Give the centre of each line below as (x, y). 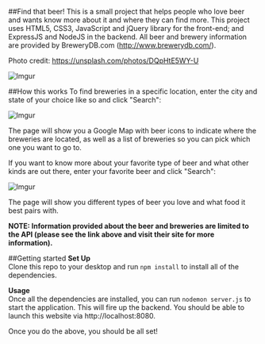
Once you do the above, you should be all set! (83, 331)
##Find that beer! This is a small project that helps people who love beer (126, 12)
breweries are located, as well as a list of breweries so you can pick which (129, 139)
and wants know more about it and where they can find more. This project (129, 20)
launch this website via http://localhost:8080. (82, 316)
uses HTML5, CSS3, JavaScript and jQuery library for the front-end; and (126, 28)
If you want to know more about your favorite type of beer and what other (129, 163)
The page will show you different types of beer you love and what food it (127, 202)
